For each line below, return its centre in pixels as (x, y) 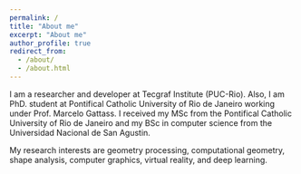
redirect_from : (38, 52)
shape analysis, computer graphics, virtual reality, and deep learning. (138, 159)
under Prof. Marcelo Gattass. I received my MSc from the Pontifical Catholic (151, 113)
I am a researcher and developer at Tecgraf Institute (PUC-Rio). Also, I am (147, 94)
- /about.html (44, 69)
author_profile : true (50, 43)
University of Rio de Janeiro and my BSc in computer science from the (141, 122)
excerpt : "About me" (49, 34)
